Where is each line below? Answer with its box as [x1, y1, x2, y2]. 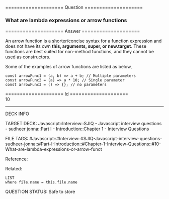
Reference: [5, 156, 28, 162]
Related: [5, 166, 23, 172]
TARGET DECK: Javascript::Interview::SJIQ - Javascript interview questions [5, 121, 162, 127]
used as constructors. [5, 54, 51, 60]
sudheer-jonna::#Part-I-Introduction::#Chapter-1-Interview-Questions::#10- [5, 141, 161, 147]
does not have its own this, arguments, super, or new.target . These [5, 43, 147, 49]
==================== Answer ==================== [5, 28, 140, 34]
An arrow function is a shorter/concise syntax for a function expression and [5, 38, 162, 44]
